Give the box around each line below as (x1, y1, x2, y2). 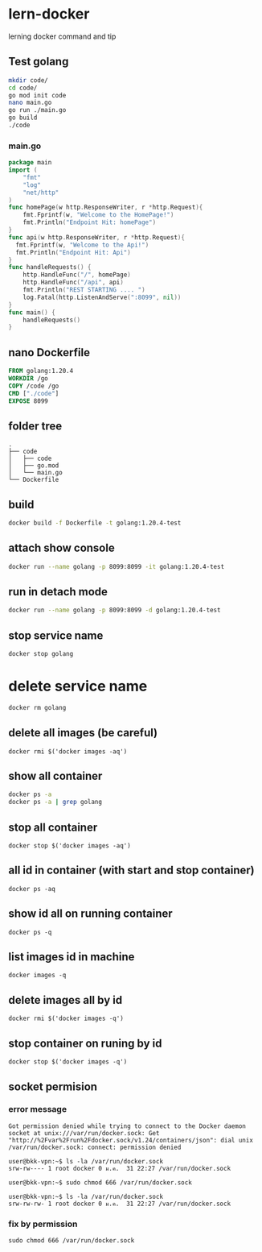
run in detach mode (8, 585, 108, 599)
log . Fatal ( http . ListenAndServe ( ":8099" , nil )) (23, 293, 182, 301)
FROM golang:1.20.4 (8, 367, 74, 375)
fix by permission (8, 1218, 78, 1229)
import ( (8, 166, 38, 174)
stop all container (8, 820, 98, 834)
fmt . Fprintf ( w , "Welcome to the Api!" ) (15, 241, 149, 249)
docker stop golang (8, 650, 74, 658)
